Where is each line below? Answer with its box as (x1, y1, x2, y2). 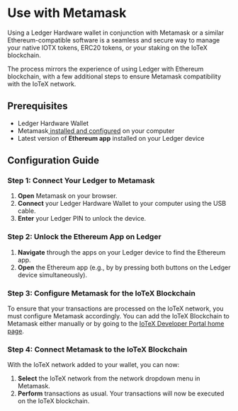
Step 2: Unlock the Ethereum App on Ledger (7, 232, 161, 242)
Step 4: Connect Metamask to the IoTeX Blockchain (7, 345, 188, 354)
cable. (17, 207, 36, 215)
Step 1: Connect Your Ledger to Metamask (7, 175, 155, 185)
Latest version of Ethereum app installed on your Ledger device (17, 134, 205, 142)
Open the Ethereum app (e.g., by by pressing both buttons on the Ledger (17, 263, 231, 272)
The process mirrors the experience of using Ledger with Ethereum (7, 64, 204, 73)
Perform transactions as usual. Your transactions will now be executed (17, 389, 225, 398)
